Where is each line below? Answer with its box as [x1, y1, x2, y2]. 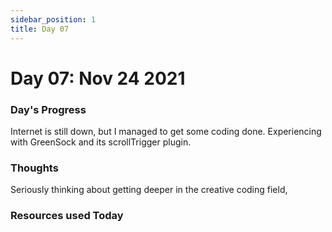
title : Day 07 [10, 24, 70, 34]
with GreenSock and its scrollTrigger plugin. [10, 136, 192, 148]
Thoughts [10, 161, 59, 175]
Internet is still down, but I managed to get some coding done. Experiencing [10, 125, 322, 137]
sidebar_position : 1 [10, 14, 97, 25]
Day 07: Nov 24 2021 [10, 67, 186, 90]
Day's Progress [10, 102, 87, 116]
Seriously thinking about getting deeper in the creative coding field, [10, 184, 288, 196]
